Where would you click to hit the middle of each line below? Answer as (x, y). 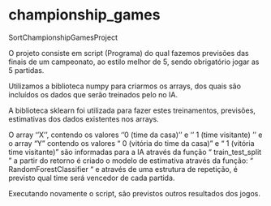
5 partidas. (26, 70)
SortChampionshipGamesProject (63, 37)
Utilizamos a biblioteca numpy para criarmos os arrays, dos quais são (125, 86)
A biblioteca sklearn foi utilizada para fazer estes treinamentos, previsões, (132, 110)
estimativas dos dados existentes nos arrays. (84, 118)
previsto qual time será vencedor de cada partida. (92, 178)
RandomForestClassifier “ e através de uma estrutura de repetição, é (123, 169)
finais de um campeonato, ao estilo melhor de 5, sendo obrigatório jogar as (134, 62)
